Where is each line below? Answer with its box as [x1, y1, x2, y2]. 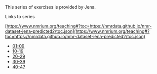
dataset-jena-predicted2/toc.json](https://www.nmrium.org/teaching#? [5, 28, 150, 34]
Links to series [5, 14, 35, 19]
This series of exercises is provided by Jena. [5, 4, 96, 10]
